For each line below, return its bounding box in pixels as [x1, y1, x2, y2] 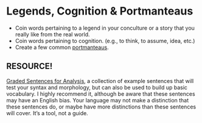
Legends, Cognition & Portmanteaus [6, 4, 193, 18]
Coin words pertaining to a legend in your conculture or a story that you [15, 24, 195, 32]
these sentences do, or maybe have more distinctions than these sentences [6, 103, 197, 110]
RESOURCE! [6, 61, 53, 71]
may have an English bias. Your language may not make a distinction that [6, 96, 189, 104]
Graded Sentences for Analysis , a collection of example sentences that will [6, 77, 194, 84]
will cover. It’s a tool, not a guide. [6, 109, 88, 116]
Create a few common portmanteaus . [15, 44, 109, 51]
